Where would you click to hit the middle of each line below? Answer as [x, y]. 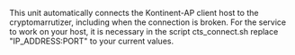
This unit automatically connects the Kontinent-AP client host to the [134, 13]
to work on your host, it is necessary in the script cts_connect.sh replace [144, 31]
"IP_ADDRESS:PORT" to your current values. [91, 41]
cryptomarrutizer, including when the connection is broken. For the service [148, 22]
